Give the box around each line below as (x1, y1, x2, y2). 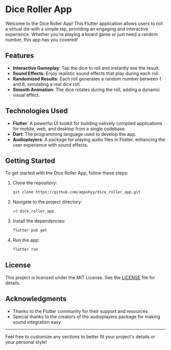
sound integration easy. (12, 319, 63, 325)
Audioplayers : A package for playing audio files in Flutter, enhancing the (12, 136, 165, 142)
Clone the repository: (12, 180, 58, 186)
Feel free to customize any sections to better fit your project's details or (5, 333, 155, 339)
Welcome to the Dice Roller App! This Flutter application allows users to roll (5, 20, 163, 26)
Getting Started (5, 156, 55, 165)
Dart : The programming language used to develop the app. (12, 131, 136, 137)
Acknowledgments (5, 295, 67, 303)
